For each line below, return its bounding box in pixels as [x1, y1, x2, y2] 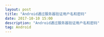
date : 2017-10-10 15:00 [5, 16, 53, 21]
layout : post [5, 7, 31, 12]
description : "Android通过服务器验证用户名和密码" [5, 20, 100, 25]
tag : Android [5, 25, 31, 30]
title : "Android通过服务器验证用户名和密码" [5, 12, 87, 16]
